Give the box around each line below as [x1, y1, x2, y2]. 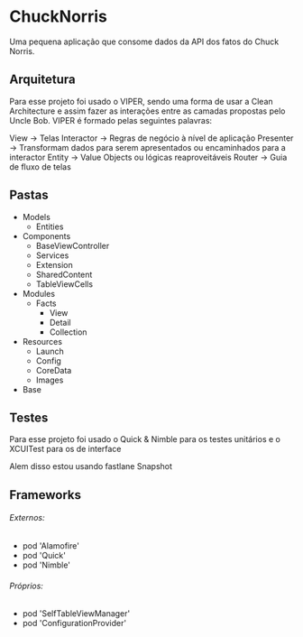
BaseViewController [35, 240, 110, 251]
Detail [49, 317, 71, 328]
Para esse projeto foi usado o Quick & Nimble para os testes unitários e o [9, 434, 281, 445]
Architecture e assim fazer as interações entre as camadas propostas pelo [9, 106, 286, 116]
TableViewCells [35, 278, 93, 290]
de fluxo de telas [9, 161, 72, 172]
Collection [49, 327, 87, 337]
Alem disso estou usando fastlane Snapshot [9, 461, 173, 472]
